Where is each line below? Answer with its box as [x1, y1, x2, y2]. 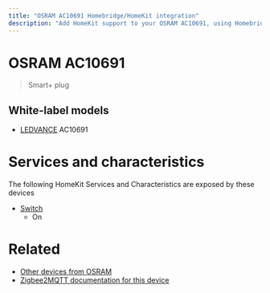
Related [8, 240, 60, 258]
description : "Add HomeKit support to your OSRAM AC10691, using [8, 19, 231, 27]
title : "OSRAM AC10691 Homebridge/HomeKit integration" [8, 11, 199, 20]
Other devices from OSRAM [19, 267, 112, 277]
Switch [19, 204, 43, 214]
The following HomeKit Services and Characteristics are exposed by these [8, 180, 255, 189]
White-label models [8, 104, 109, 117]
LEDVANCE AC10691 [19, 125, 88, 135]
